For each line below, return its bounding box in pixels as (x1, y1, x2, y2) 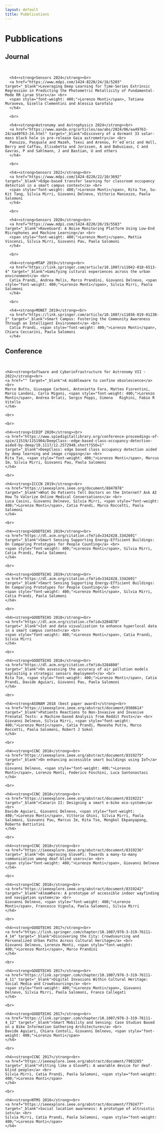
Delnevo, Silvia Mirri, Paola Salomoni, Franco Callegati (5, 990, 126, 995)
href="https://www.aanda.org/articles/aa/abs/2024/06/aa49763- (16, 127, 148, 132)
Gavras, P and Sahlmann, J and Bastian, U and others (5, 148, 118, 153)
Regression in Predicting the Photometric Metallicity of (5, 88, 126, 93)
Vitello (5, 400, 21, 405)
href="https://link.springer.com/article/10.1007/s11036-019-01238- (16, 312, 160, 317)
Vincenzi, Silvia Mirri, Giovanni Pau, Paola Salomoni (5, 239, 120, 244)
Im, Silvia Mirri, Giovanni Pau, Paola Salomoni (5, 460, 107, 465)
